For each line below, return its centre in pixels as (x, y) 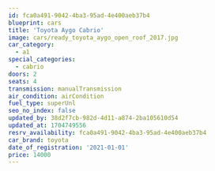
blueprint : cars (35, 23)
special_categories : (42, 60)
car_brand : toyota (38, 140)
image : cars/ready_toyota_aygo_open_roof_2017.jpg (93, 37)
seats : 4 (23, 81)
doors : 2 (23, 74)
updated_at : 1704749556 (47, 125)
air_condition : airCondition (56, 96)
